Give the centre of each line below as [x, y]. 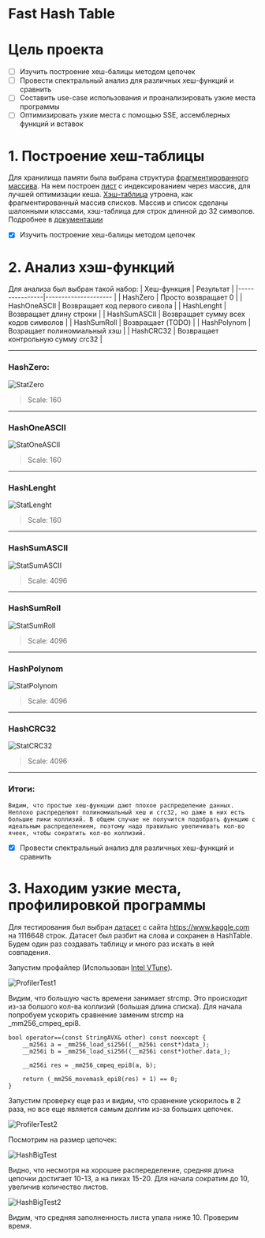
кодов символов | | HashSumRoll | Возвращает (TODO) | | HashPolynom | [129, 323]
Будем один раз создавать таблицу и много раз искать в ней [111, 944]
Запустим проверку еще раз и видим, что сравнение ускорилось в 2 [125, 1100]
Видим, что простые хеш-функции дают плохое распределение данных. [121, 805]
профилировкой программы [107, 905]
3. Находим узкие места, [95, 888]
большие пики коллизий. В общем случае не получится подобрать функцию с [132, 819]
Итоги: [22, 789]
